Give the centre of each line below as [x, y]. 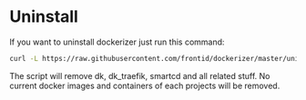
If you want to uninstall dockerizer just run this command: [117, 42]
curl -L [24, 58]
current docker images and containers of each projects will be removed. [145, 85]
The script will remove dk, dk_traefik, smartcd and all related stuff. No [140, 75]
